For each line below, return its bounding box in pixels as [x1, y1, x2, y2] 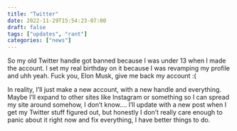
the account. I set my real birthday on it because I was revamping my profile [7, 64, 230, 73]
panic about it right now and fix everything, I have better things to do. [7, 115, 211, 125]
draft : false [7, 23, 46, 31]
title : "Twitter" [7, 10, 59, 18]
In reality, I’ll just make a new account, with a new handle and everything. [7, 85, 222, 94]
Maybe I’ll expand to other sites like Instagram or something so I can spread [7, 93, 230, 102]
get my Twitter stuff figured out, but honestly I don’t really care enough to [7, 108, 223, 117]
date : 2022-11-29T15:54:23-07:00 [7, 17, 107, 24]
